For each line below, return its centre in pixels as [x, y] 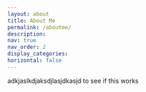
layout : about [28, 14]
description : [27, 34]
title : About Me [31, 21]
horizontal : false [35, 61]
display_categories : [38, 54]
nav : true [22, 41]
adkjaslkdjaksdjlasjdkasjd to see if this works [73, 81]
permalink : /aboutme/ [40, 27]
